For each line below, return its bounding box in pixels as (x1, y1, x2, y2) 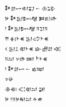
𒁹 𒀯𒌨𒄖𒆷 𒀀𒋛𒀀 (5, 26, 48, 31)
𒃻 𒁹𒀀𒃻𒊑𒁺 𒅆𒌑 (5, 96, 43, 102)
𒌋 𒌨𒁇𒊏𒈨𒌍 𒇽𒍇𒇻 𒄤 (5, 46, 61, 51)
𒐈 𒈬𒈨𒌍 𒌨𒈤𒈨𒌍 (5, 36, 49, 41)
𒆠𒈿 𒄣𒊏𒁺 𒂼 (5, 86, 45, 92)
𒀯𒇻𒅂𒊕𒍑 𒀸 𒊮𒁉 (5, 6, 56, 11)
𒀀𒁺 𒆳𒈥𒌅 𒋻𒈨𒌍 (5, 56, 48, 62)
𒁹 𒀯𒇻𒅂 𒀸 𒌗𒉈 (5, 66, 44, 72)
